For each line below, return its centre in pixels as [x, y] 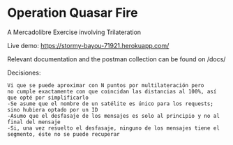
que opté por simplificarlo [48, 98]
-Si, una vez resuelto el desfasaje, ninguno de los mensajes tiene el [113, 128]
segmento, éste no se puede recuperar [63, 134]
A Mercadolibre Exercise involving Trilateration [74, 32]
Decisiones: [24, 72]
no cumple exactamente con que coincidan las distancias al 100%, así [112, 91]
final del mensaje [34, 122]
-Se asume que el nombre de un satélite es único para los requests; [111, 104]
